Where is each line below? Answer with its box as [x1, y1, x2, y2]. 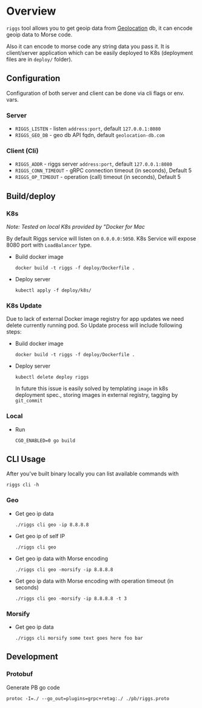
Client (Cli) [6, 146, 39, 155]
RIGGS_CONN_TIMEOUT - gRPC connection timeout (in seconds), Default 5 [15, 167, 192, 174]
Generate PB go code [6, 684, 60, 691]
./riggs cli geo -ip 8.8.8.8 [15, 522, 89, 528]
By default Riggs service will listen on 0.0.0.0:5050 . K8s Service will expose [6, 235, 197, 242]
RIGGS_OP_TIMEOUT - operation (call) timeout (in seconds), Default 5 [15, 173, 181, 181]
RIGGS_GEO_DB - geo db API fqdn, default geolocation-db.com [15, 131, 165, 139]
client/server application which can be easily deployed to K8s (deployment [6, 49, 193, 56]
